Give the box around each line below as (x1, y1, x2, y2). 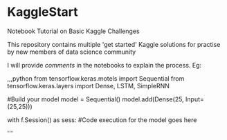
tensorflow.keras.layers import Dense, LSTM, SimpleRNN (7, 81, 170, 90)
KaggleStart (7, 4, 78, 20)
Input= (185, 94, 204, 103)
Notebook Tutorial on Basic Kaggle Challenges (7, 27, 140, 35)
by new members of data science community (7, 48, 136, 56)
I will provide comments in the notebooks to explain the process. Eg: (7, 61, 202, 69)
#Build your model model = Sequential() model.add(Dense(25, (7, 94, 185, 103)
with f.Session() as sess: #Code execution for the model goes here (7, 115, 197, 124)
